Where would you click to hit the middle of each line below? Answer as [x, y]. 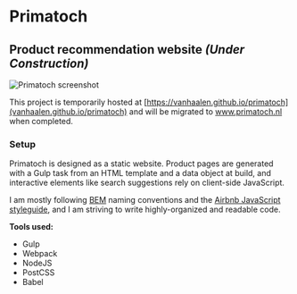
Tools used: [31, 227]
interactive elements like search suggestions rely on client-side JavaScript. [147, 183]
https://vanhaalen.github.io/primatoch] [218, 102]
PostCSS [38, 273]
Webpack [40, 254]
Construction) [49, 63]
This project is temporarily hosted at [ [78, 102]
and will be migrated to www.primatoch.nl [206, 112]
